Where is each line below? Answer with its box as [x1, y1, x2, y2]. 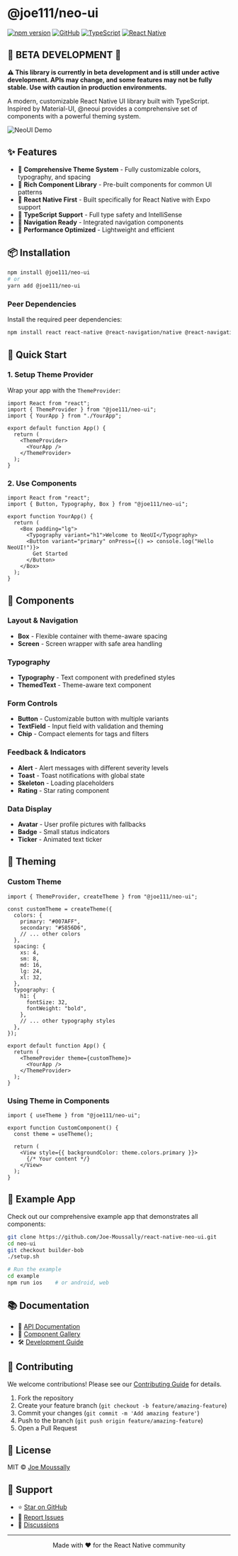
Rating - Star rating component [17, 786, 110, 794]
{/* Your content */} [25, 1156, 91, 1163]
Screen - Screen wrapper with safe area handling [17, 639, 163, 647]
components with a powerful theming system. [7, 111, 141, 120]
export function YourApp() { [7, 513, 93, 520]
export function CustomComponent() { [7, 1124, 119, 1132]
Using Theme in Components [7, 1095, 110, 1105]
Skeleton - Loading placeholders [17, 779, 115, 787]
